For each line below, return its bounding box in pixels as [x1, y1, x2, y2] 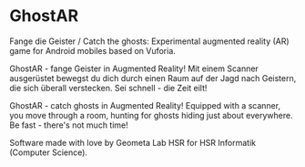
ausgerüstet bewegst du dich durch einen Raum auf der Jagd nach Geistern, [9, 72, 297, 83]
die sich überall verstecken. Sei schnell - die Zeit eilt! [9, 82, 208, 93]
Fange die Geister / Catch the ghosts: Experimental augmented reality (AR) [9, 36, 290, 47]
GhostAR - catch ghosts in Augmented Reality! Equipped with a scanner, [9, 99, 280, 110]
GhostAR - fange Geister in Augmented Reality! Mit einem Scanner [9, 63, 259, 74]
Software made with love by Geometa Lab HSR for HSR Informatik [9, 137, 257, 148]
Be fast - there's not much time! [9, 120, 129, 130]
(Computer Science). [9, 147, 88, 158]
